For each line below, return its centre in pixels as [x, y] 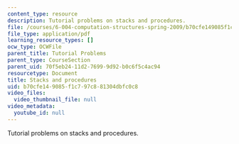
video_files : [27, 93]
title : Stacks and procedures [52, 80]
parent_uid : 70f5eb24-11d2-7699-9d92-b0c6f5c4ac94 [84, 67]
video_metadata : [31, 106]
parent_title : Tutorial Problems [57, 54]
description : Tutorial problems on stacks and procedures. [97, 21]
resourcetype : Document [43, 73]
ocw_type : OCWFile [34, 47]
